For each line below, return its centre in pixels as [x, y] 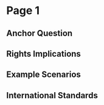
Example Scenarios [43, 75]
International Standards [52, 95]
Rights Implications [43, 53]
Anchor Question [40, 33]
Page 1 [23, 11]
